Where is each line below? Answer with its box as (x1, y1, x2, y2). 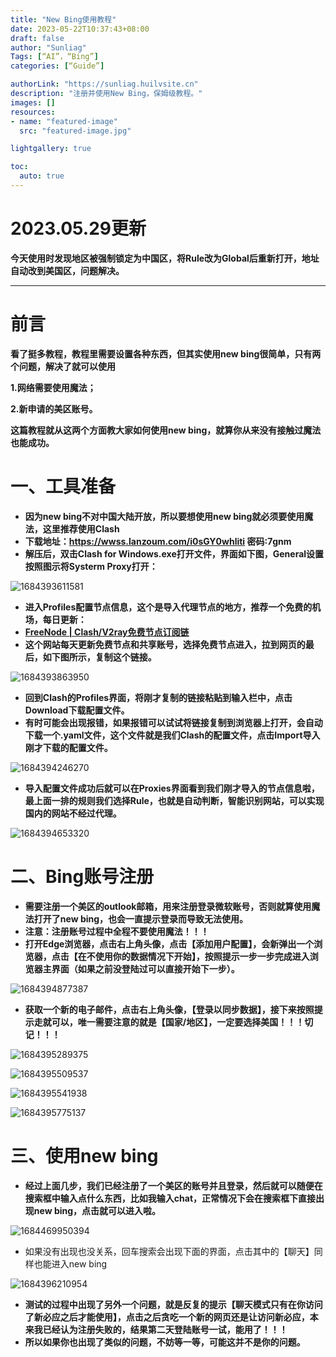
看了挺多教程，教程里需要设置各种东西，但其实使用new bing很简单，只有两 (10, 347, 322, 360)
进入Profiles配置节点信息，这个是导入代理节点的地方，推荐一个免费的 (24, 601, 313, 613)
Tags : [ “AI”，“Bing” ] (10, 52, 99, 62)
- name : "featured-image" (10, 116, 118, 126)
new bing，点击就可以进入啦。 (33, 1204, 162, 1216)
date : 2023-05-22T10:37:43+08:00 (10, 24, 150, 34)
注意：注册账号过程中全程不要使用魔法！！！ (24, 925, 210, 937)
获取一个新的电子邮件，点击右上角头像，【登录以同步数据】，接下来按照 (24, 1003, 315, 1015)
